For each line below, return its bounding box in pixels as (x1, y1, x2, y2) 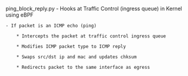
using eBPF (5, 11, 34, 18)
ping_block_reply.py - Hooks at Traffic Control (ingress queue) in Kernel (5, 5, 183, 12)
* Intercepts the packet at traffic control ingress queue (16, 33, 167, 39)
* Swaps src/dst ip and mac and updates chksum (16, 54, 137, 60)
